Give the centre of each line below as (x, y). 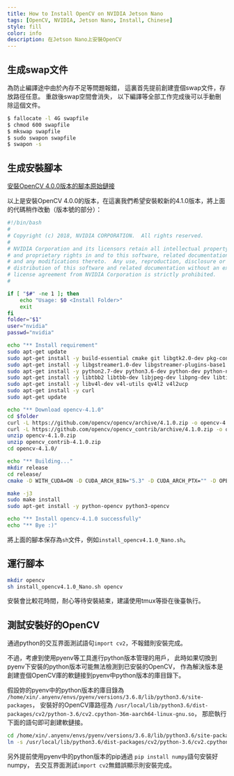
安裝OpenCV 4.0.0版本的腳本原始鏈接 (61, 186)
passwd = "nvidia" (31, 333)
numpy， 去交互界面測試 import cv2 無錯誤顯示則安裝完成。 (92, 765)
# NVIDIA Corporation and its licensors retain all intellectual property (118, 248)
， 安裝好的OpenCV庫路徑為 (73, 705)
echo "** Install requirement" (53, 345)
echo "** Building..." (40, 461)
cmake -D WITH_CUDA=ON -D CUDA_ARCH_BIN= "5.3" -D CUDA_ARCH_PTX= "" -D (112, 481)
